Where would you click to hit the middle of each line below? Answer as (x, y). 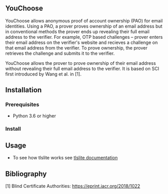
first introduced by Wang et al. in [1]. (43, 74)
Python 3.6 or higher (34, 116)
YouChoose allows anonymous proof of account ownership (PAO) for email (84, 20)
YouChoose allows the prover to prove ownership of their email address (81, 63)
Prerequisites (22, 105)
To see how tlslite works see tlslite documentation (65, 158)
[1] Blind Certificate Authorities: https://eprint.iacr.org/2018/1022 (73, 186)
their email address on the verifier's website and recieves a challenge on (82, 42)
